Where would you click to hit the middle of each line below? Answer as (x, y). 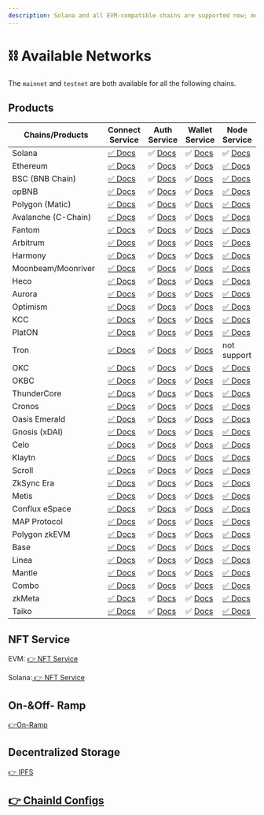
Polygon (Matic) (42, 204)
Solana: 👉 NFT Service (46, 678)
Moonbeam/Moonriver (54, 269)
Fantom (26, 230)
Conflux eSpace (42, 509)
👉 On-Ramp (28, 725)
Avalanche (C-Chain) (52, 218)
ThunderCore (37, 393)
